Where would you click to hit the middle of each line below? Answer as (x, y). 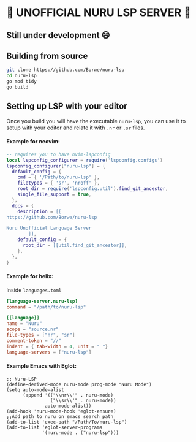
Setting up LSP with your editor (67, 106)
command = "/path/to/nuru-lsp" (46, 307)
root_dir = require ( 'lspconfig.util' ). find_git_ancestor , (93, 189)
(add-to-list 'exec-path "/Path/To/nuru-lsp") (67, 422)
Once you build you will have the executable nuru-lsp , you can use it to (96, 121)
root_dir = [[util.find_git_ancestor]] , (75, 246)
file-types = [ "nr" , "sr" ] (41, 335)
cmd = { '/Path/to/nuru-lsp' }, (58, 177)
